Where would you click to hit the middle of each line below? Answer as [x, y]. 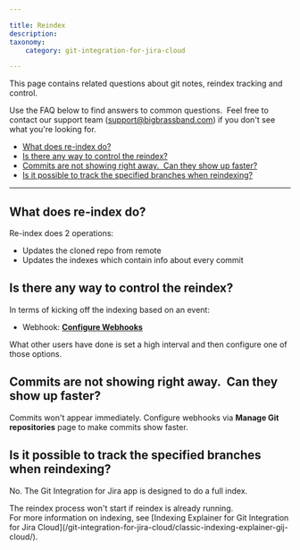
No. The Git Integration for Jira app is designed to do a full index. [129, 491]
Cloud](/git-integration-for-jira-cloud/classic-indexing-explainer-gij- [162, 527]
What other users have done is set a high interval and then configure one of [148, 344]
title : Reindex [37, 25]
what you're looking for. [53, 130]
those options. [36, 353]
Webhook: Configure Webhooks [82, 326]
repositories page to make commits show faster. [99, 427]
